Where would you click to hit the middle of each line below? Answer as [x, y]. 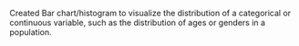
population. [31, 32]
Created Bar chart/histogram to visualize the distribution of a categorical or [150, 13]
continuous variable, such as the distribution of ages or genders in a [138, 23]
